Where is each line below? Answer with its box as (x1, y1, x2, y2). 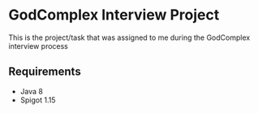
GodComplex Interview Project (8, 6, 220, 24)
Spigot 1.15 (19, 95, 56, 105)
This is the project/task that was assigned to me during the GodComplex (8, 33, 251, 42)
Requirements (8, 65, 81, 79)
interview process (8, 41, 69, 50)
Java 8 (19, 86, 43, 96)
